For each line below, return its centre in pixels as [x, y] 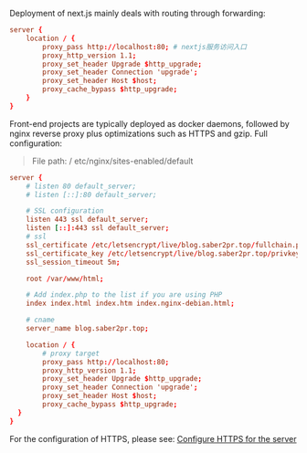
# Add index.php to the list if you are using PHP [124, 295]
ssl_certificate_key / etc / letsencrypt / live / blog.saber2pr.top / [149, 253]
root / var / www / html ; [65, 279]
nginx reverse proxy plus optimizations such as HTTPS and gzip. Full [138, 133]
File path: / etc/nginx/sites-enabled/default [112, 161]
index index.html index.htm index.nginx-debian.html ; [130, 304]
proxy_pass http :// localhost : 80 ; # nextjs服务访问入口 [145, 47]
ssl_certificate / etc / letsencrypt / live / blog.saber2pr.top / [141, 245]
